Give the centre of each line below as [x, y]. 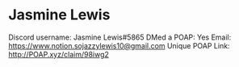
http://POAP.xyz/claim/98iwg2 [59, 54]
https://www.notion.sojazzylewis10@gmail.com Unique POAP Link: [119, 45]
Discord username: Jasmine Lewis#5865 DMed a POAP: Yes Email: [120, 37]
